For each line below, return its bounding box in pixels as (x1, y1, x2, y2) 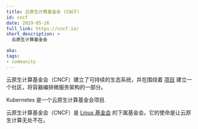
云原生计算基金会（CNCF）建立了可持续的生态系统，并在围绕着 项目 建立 (6, 76, 187, 83)
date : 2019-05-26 (6, 20, 50, 26)
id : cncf (6, 14, 28, 20)
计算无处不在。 (11, 116, 49, 124)
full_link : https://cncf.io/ (6, 25, 79, 32)
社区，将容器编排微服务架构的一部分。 (11, 83, 106, 91)
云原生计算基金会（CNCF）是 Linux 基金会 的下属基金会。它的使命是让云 (6, 109, 186, 116)
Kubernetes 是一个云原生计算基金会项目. (6, 96, 106, 103)
